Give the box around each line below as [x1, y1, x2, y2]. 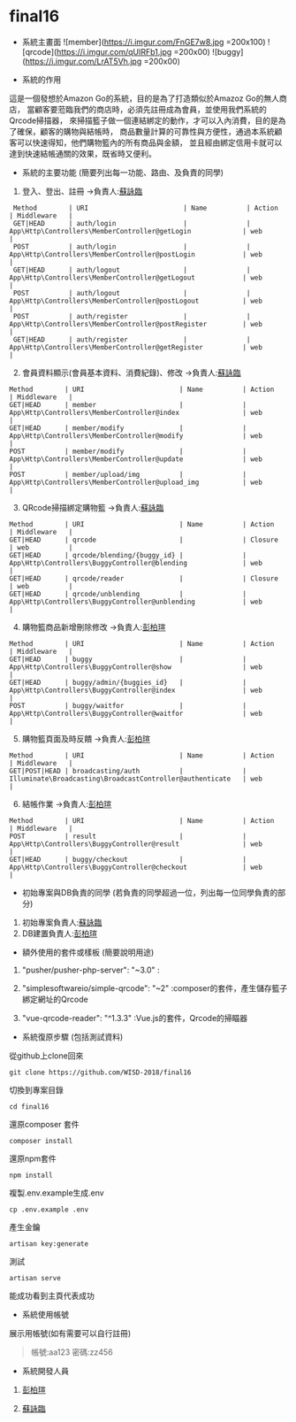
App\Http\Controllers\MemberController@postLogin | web [9, 250, 263, 258]
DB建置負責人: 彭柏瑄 [21, 927, 98, 939]
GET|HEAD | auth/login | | [12, 219, 251, 227]
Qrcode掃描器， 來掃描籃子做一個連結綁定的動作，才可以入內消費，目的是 [9, 115, 278, 126]
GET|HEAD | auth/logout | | [12, 265, 251, 274]
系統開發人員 [21, 1365, 69, 1376]
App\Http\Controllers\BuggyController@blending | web [9, 558, 263, 567]
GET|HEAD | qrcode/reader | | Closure [9, 573, 278, 583]
